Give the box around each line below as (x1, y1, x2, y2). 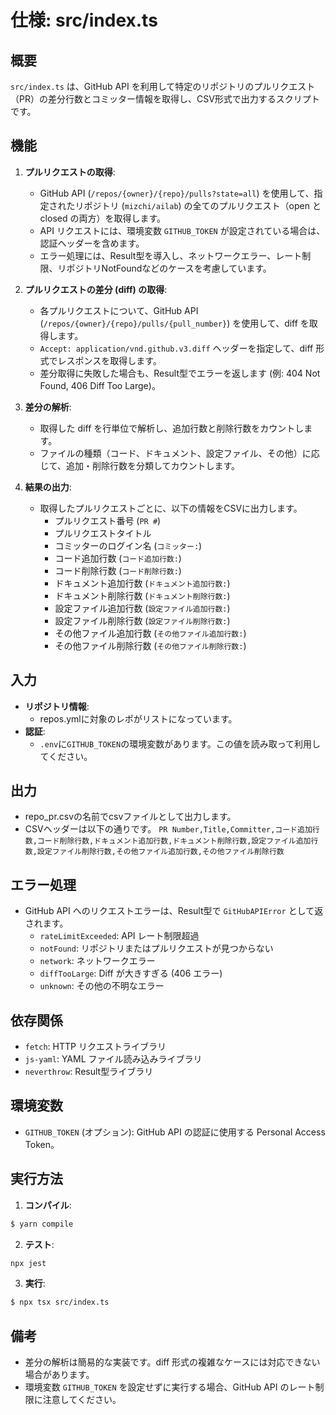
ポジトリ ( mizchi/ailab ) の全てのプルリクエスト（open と (83, 199, 322, 211)
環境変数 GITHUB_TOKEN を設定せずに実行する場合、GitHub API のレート (24, 1381, 316, 1393)
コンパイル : (24, 1199, 72, 1211)
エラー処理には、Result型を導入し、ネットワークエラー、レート (39, 249, 303, 261)
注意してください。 (42, 1394, 122, 1406)
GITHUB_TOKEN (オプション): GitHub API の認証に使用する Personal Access (24, 1126, 326, 1138)
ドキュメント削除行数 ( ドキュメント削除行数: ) (54, 589, 231, 601)
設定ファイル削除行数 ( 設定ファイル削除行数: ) (54, 614, 231, 626)
